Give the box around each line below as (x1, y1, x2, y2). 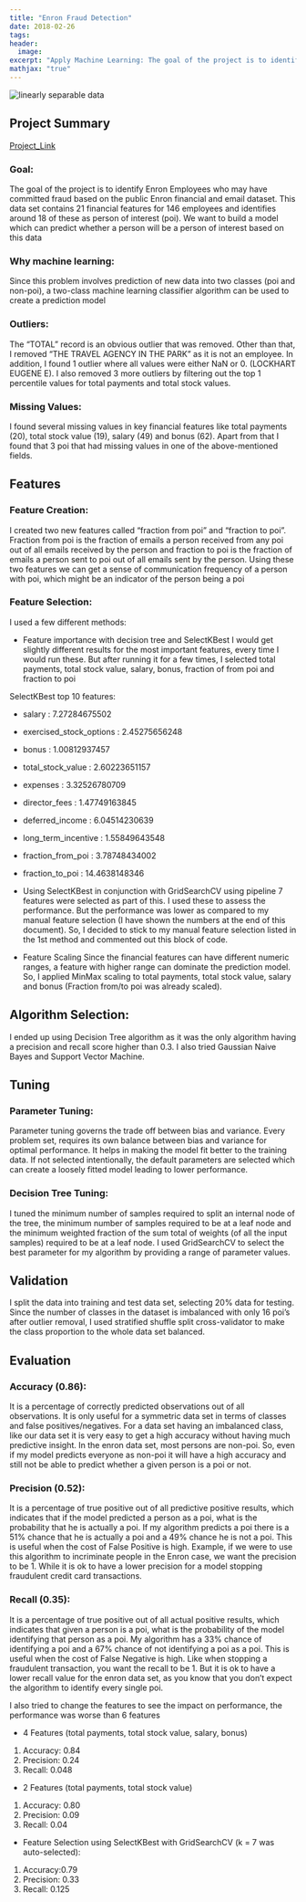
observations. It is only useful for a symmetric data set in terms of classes (9, 1411, 287, 1422)
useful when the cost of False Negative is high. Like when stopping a (9, 1653, 268, 1664)
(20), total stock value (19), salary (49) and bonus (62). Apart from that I (9, 430, 280, 441)
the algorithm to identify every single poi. (9, 1682, 164, 1693)
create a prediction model (9, 295, 107, 306)
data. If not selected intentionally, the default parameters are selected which (9, 1154, 296, 1165)
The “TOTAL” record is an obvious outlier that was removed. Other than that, (9, 339, 296, 350)
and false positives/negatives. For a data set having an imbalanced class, (9, 1421, 284, 1432)
